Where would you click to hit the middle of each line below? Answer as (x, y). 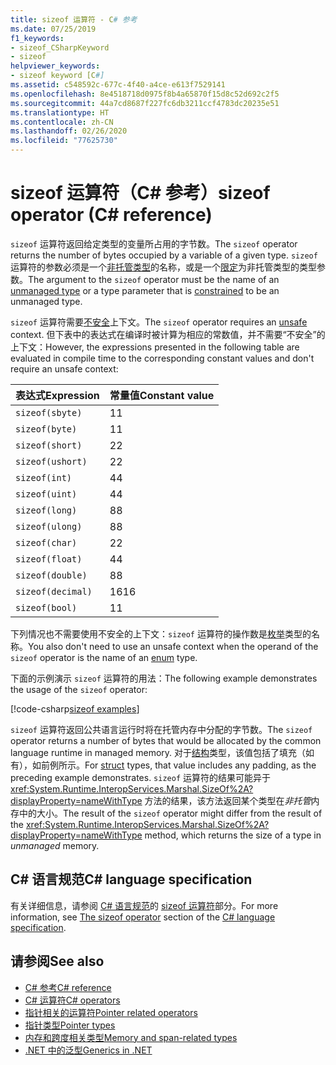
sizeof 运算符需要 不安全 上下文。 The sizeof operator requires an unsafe (159, 322)
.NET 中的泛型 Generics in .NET (88, 1050)
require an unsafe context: (64, 368)
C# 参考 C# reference (68, 987)
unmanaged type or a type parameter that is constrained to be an (145, 290)
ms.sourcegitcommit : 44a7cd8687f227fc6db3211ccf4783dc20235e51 (145, 103)
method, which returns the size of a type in (233, 835)
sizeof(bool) (46, 607)
